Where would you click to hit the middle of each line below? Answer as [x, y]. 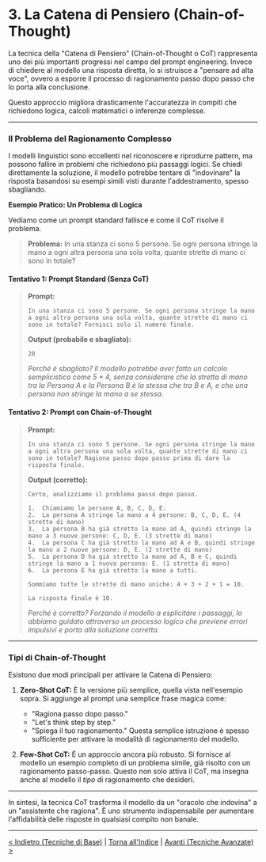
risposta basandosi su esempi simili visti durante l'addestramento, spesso [129, 181]
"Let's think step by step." [74, 722]
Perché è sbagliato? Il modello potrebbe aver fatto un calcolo [127, 369]
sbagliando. [27, 190]
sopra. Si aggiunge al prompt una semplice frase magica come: [123, 698]
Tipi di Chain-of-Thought [57, 657]
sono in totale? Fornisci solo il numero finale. [111, 325]
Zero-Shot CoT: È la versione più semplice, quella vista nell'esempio [131, 689]
